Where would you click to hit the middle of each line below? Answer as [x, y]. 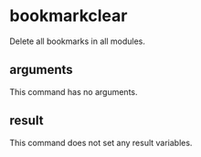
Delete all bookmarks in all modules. [78, 41]
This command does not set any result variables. [101, 142]
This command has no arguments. [74, 91]
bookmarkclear [69, 16]
